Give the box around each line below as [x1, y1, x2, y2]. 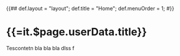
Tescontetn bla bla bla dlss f [6, 44, 75, 51]
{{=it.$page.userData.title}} [6, 26, 148, 38]
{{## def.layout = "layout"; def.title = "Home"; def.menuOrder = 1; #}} [6, 5, 175, 12]
